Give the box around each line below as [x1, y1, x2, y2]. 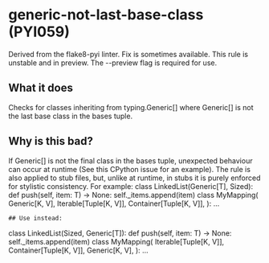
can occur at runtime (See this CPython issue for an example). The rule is [8, 164, 251, 174]
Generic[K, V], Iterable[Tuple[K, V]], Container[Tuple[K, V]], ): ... [8, 199, 220, 208]
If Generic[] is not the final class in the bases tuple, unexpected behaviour [8, 155, 253, 166]
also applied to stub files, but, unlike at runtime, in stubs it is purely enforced [8, 173, 261, 183]
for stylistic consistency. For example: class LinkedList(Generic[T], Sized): [8, 181, 254, 191]
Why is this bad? [8, 134, 94, 148]
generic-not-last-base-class [8, 6, 204, 24]
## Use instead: [8, 214, 63, 222]
